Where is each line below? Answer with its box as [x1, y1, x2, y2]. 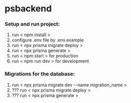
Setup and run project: [4, 21, 60, 28]
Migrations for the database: [4, 70, 75, 77]
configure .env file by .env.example [11, 37, 84, 43]
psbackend [4, 3, 52, 14]
